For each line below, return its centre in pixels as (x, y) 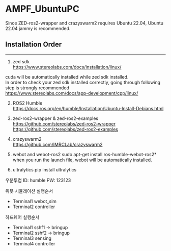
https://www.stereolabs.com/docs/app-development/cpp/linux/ (72, 93)
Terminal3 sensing (32, 238)
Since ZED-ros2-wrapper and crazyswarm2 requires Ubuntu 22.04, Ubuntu (84, 23)
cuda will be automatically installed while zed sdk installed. (67, 77)
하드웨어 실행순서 (22, 217)
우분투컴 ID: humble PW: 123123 (38, 180)
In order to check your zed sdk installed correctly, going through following (83, 82)
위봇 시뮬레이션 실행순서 (29, 191)
